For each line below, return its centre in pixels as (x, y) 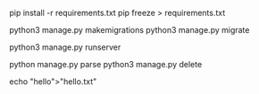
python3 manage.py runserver (65, 47)
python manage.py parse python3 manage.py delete (106, 64)
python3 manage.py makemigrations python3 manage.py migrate (129, 30)
